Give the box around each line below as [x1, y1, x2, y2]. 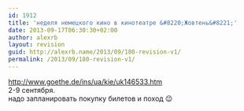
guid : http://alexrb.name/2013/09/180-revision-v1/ [8, 48, 181, 56]
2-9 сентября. [8, 85, 55, 94]
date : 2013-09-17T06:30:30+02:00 [8, 26, 118, 34]
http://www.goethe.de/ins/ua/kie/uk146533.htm [8, 76, 163, 87]
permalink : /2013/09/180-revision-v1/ [8, 56, 135, 64]
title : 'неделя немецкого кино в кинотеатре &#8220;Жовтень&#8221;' [8, 19, 238, 27]
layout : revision [8, 41, 65, 49]
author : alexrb [8, 33, 58, 42]
